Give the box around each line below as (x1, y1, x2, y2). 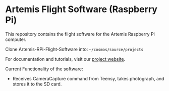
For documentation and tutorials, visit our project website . (5, 56, 125, 62)
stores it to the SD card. (12, 81, 62, 87)
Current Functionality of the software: (5, 66, 83, 72)
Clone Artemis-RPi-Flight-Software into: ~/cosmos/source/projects (5, 46, 144, 52)
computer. (5, 36, 27, 42)
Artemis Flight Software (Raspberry (5, 4, 157, 15)
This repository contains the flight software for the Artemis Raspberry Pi (5, 31, 155, 37)
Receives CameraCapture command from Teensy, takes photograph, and (12, 75, 164, 81)
